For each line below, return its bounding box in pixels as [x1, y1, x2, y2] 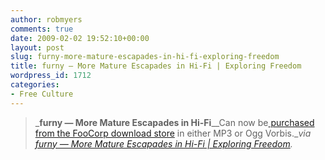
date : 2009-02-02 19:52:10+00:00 [10, 33, 150, 43]
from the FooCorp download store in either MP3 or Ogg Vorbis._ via [34, 127, 312, 139]
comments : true [10, 24, 74, 34]
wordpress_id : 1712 [10, 71, 92, 81]
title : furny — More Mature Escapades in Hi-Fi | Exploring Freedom [10, 61, 302, 71]
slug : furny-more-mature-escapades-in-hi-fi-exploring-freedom [10, 52, 280, 62]
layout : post [10, 42, 65, 53]
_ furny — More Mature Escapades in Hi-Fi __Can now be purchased [34, 116, 315, 128]
